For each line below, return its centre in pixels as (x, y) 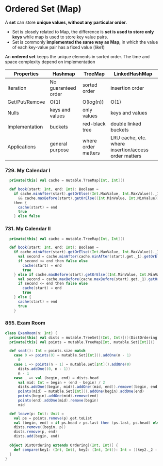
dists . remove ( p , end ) (35, 432)
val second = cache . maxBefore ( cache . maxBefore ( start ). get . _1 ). (83, 279)
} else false (27, 216)
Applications (22, 146)
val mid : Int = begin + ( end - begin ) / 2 (61, 382)
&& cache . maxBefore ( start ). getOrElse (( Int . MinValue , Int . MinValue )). (90, 198)
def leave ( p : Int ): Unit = (37, 414)
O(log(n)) (93, 102)
